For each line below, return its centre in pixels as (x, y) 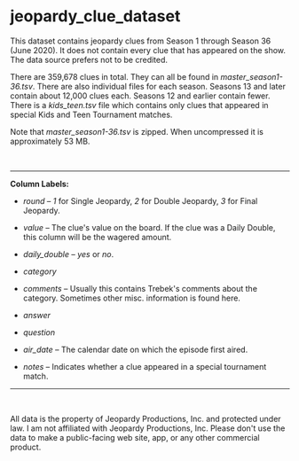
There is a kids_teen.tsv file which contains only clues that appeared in (139, 105)
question (39, 332)
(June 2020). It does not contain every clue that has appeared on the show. (148, 50)
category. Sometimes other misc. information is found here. (131, 298)
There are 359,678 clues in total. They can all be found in (114, 76)
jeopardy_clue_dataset (95, 16)
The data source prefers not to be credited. (89, 59)
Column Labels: (39, 184)
